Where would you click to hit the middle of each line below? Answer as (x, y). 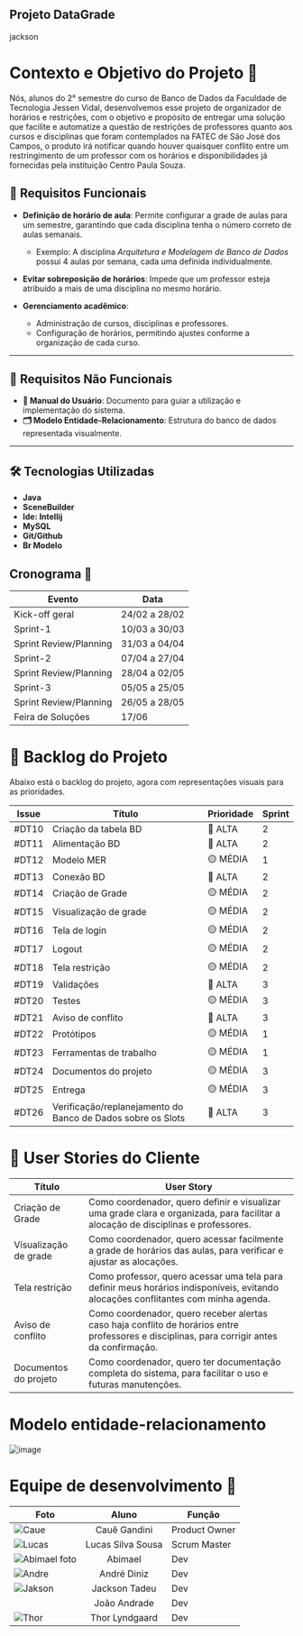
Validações (76, 984)
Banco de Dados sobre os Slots (119, 1118)
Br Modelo (42, 545)
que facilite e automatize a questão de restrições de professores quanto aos (151, 126)
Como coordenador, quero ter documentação (185, 1362)
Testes (67, 1001)
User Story (189, 1186)
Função (204, 1514)
